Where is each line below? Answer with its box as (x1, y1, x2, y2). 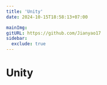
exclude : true (11, 41, 46, 47)
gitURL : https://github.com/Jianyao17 (6, 30, 101, 36)
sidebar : (6, 36, 28, 42)
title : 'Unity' (6, 8, 44, 15)
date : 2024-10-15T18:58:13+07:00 (6, 14, 88, 20)
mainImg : (6, 25, 28, 30)
